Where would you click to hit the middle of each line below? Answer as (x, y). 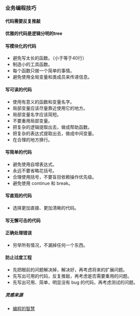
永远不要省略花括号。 (34, 171)
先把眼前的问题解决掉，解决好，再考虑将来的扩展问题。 (70, 270)
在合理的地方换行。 (32, 139)
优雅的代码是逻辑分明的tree (34, 33)
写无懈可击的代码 (23, 220)
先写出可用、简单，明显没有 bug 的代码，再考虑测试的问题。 (75, 282)
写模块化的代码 (21, 46)
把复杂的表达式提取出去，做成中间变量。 (54, 133)
